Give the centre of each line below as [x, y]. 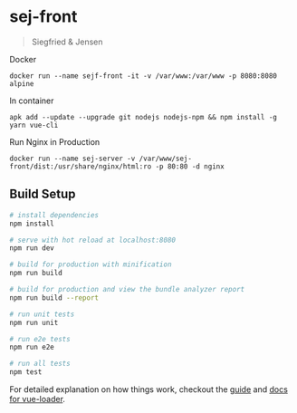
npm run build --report [54, 298]
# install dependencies [54, 215]
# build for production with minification [91, 264]
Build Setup [43, 194]
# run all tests [40, 364]
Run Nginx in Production [55, 141]
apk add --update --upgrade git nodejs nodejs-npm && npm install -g [144, 117]
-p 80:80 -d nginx [190, 166]
